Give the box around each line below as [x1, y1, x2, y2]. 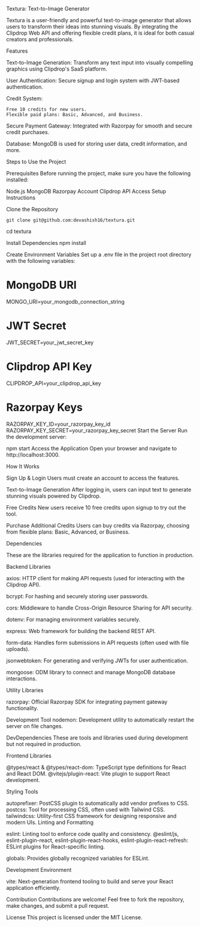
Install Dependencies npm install [6, 240, 87, 246]
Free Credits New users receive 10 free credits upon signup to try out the [6, 504, 186, 511]
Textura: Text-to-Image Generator [6, 5, 90, 12]
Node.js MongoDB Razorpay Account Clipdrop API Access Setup [6, 188, 166, 195]
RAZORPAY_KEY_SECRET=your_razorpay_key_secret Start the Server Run [6, 426, 187, 434]
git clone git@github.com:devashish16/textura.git [6, 217, 135, 223]
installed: [6, 176, 29, 183]
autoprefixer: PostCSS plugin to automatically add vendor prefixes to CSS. [6, 799, 189, 807]
